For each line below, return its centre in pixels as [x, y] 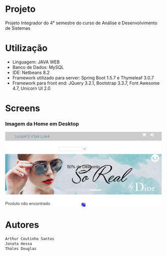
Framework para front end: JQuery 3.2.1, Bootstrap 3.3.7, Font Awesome [86, 83]
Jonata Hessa [19, 244]
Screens [23, 108]
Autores [22, 225]
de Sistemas [18, 28]
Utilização [26, 48]
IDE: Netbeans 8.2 [31, 72]
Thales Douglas [21, 249]
